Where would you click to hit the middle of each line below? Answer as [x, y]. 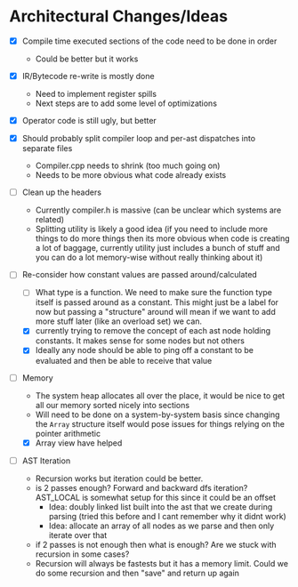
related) [50, 220]
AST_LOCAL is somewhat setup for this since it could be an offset [156, 497]
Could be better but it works [87, 59]
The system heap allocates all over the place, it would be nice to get [160, 395]
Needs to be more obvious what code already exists [131, 175]
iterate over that [78, 535]
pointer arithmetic [68, 433]
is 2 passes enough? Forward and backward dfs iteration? [141, 487]
